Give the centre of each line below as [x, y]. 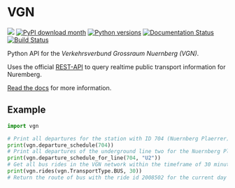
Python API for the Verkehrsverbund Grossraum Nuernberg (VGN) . [103, 53]
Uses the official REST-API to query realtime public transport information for [116, 66]
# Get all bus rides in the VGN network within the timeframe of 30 [109, 165]
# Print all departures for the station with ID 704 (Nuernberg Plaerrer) [119, 138]
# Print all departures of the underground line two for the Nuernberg [114, 152]
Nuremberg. [24, 74]
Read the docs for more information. [59, 87]
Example [27, 110]
